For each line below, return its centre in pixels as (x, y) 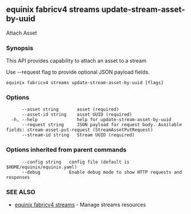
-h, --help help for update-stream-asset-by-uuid (91, 120)
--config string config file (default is (76, 162)
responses (18, 177)
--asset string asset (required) (70, 110)
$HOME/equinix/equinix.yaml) (42, 167)
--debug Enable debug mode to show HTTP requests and (102, 172)
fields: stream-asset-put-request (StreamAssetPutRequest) (80, 130)
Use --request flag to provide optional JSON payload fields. (78, 72)
